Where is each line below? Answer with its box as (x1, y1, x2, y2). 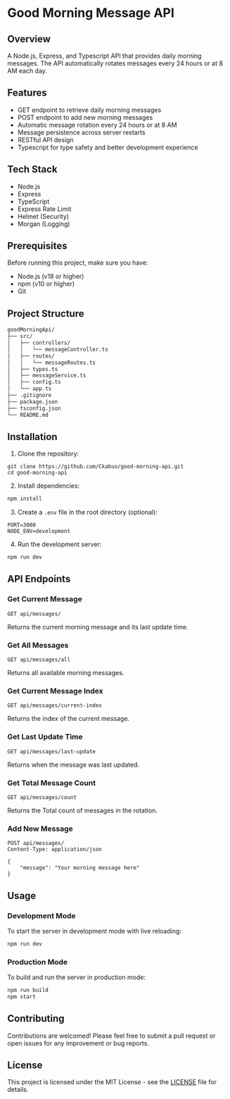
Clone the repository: (17, 449, 79, 458)
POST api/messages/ (7, 840, 65, 847)
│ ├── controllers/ (7, 339, 71, 346)
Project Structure (7, 308, 84, 320)
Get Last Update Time (7, 732, 83, 742)
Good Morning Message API (7, 5, 174, 21)
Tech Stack (7, 163, 58, 175)
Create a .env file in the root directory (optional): (17, 508, 158, 517)
